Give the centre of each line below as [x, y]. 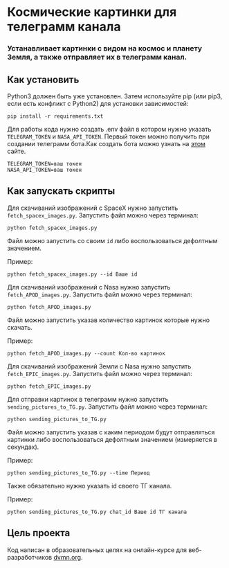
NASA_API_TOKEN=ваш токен [44, 170]
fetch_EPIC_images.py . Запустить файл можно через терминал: [100, 373]
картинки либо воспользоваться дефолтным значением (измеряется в [112, 439]
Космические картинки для [92, 12]
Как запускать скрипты [61, 191]
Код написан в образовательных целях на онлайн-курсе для [97, 550]
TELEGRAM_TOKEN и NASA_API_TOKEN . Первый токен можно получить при [108, 136]
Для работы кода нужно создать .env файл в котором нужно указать [109, 129]
